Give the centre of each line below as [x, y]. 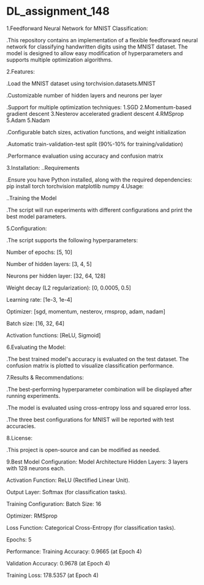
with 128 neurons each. [36, 468]
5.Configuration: [27, 228]
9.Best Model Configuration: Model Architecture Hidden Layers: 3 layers [97, 462]
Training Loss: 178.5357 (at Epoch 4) [53, 575]
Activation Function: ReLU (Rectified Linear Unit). [68, 480]
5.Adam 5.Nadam [28, 120]
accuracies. [21, 426]
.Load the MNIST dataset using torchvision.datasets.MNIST [81, 83]
